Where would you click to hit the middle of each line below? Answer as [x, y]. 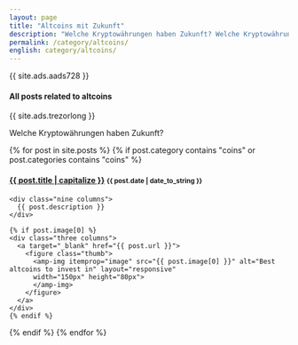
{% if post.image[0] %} [53, 230]
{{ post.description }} [61, 207]
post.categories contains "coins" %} [75, 160]
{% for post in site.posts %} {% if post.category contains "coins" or [132, 150]
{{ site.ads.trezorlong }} [52, 116]
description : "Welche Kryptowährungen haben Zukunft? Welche [125, 34]
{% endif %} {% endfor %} [58, 332]
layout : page [33, 17]
